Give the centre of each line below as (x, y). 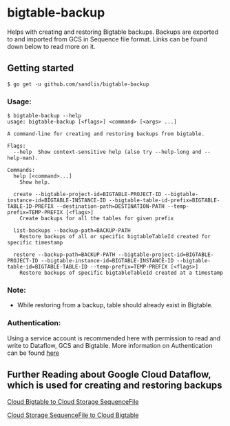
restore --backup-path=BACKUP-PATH (64, 255)
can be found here (33, 353)
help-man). (23, 158)
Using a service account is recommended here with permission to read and (114, 338)
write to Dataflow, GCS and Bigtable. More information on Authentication (110, 345)
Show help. (35, 182)
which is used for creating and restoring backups (115, 386)
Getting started (41, 68)
